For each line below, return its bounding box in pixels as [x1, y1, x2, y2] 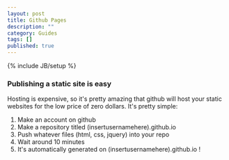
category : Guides [7, 29, 58, 37]
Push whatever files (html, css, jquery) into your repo [17, 130, 170, 139]
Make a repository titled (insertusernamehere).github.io [17, 123, 176, 131]
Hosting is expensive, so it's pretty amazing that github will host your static [7, 95, 223, 103]
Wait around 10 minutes [17, 138, 85, 146]
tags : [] [7, 36, 33, 43]
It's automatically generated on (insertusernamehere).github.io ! [17, 145, 200, 154]
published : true [7, 42, 54, 49]
